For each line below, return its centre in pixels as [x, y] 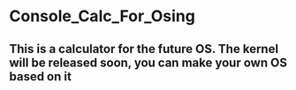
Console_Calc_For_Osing [102, 16]
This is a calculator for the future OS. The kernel [144, 49]
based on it [41, 76]
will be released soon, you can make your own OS [148, 62]
